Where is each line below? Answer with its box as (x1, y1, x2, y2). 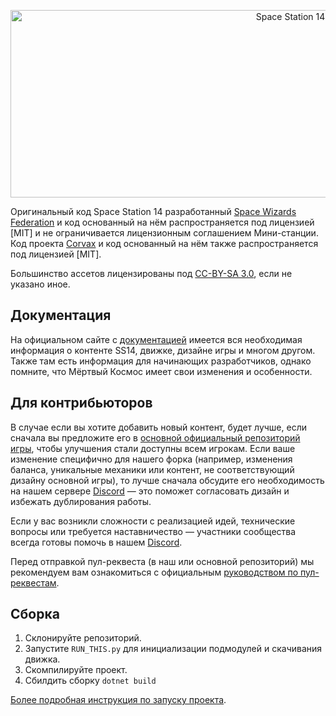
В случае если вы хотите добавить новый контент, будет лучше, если (10, 421, 307, 433)
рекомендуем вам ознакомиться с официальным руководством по (10, 566, 299, 578)
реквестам (10, 576, 57, 589)
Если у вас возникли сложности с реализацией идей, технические (10, 515, 296, 527)
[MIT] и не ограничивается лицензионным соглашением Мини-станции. (10, 227, 319, 239)
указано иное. (10, 278, 71, 290)
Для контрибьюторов (10, 395, 153, 412)
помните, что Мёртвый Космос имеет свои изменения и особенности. (10, 365, 313, 377)
